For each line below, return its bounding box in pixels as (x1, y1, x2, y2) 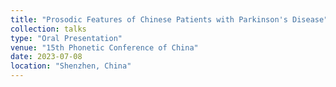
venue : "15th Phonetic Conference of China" (10, 42, 199, 53)
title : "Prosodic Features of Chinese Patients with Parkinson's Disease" (10, 14, 329, 25)
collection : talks (10, 24, 87, 34)
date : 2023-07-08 (10, 52, 83, 62)
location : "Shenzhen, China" (10, 61, 132, 71)
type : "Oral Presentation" (10, 33, 123, 43)
